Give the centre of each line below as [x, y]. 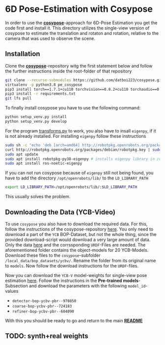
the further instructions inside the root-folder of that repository [69, 71]
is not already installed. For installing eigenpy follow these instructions [76, 136]
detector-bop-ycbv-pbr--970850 [44, 301]
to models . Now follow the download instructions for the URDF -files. [72, 266]
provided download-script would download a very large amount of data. [78, 240]
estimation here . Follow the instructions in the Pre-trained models [72, 280]
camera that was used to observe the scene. [50, 38]
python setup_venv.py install [36, 117]
